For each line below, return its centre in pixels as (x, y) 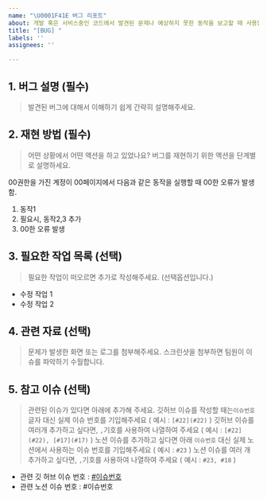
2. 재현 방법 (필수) (50, 135)
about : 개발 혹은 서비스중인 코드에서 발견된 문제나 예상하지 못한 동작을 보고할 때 (126, 23)
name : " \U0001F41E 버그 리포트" (58, 16)
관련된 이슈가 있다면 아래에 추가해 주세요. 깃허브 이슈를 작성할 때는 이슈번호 (141, 410)
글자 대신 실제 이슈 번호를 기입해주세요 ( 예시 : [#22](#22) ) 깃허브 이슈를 (141, 420)
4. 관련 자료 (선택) (50, 331)
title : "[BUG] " (35, 30)
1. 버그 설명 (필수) (49, 86)
